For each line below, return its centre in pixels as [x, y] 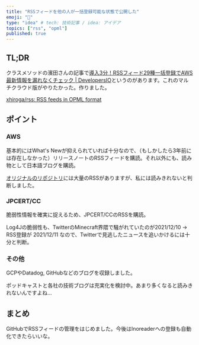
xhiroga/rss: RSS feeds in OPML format [54, 99]
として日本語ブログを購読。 [45, 165]
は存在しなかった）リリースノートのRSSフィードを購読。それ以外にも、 [94, 158]
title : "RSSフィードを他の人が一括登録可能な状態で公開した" [73, 12]
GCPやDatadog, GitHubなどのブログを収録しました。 [71, 273]
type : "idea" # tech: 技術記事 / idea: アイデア [64, 23]
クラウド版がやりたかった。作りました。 [60, 87]
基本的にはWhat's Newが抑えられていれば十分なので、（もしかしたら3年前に [99, 150]
